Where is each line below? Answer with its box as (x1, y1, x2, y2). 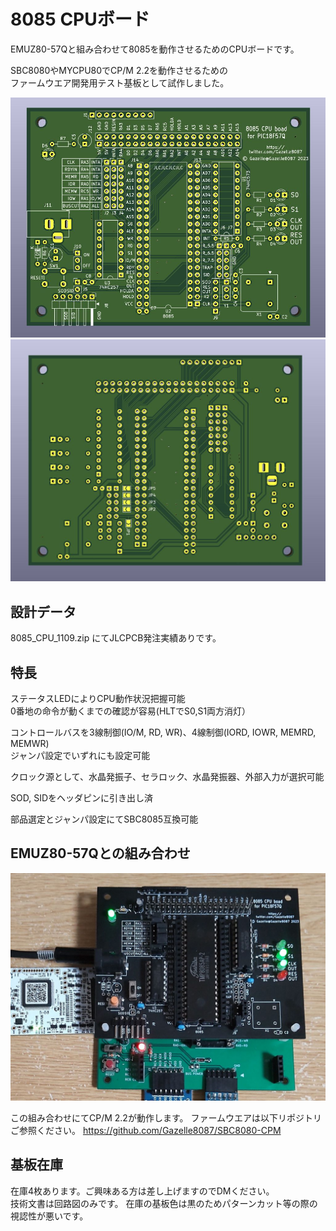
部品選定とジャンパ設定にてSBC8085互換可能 (10, 813, 199, 825)
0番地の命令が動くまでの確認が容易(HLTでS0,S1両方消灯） (10, 705, 252, 717)
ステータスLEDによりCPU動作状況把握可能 (10, 692, 186, 704)
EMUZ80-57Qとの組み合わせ (10, 845, 191, 862)
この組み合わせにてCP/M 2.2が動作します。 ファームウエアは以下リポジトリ (10, 1111, 323, 1124)
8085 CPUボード (10, 8, 150, 31)
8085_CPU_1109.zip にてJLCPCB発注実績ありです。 (10, 632, 222, 644)
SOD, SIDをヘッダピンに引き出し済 (10, 791, 153, 804)
